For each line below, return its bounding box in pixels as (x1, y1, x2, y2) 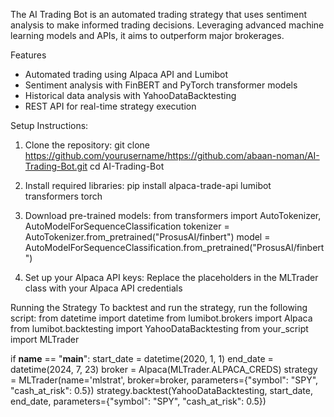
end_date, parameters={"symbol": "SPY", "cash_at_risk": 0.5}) (10, 395, 267, 407)
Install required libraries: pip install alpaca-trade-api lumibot (24, 180, 272, 191)
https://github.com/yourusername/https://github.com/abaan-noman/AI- (24, 150, 320, 161)
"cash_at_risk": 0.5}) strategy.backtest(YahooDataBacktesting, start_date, (10, 385, 314, 396)
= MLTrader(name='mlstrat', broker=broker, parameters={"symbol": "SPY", (10, 374, 319, 386)
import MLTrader (10, 334, 80, 345)
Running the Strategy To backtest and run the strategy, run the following (10, 302, 308, 313)
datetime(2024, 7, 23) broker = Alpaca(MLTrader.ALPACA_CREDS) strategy (10, 364, 318, 375)
